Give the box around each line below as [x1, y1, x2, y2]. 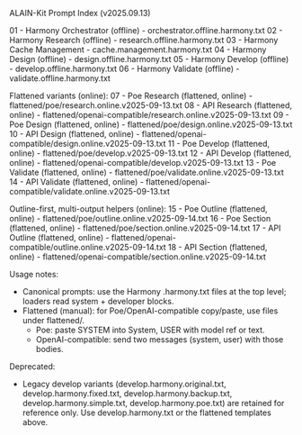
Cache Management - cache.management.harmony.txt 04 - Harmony [9, 44, 267, 55]
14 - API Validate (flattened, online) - [9, 177, 144, 187]
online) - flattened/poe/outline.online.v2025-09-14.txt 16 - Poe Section [9, 213, 271, 223]
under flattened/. [22, 315, 85, 325]
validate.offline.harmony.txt [9, 73, 111, 84]
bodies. [35, 344, 65, 354]
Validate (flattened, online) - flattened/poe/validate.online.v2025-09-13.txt [9, 167, 285, 177]
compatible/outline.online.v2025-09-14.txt [9, 242, 166, 252]
